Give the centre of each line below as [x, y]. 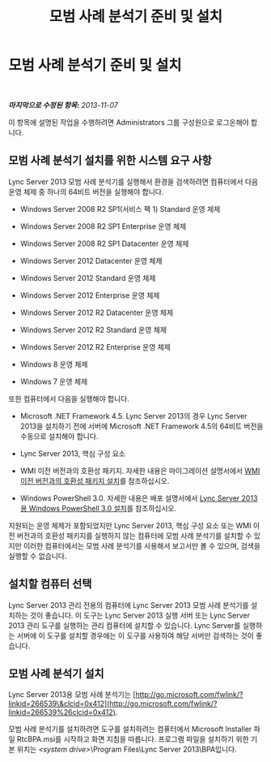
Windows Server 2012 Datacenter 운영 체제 [91, 260]
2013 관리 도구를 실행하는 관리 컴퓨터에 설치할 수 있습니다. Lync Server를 [125, 625]
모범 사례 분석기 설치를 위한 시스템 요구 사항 [110, 160]
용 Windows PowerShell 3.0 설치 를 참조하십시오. [98, 508]
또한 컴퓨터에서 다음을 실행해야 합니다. [69, 398]
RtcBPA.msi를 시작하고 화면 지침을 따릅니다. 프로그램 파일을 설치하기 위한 [133, 739]
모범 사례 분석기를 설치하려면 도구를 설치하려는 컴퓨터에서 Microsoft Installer [130, 729]
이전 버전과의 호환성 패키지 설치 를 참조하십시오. [95, 480]
